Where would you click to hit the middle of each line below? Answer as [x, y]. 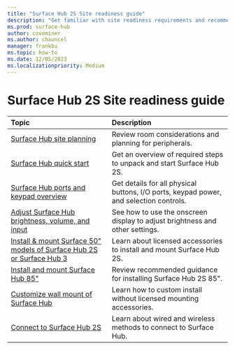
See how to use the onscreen [159, 212]
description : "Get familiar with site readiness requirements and [106, 20]
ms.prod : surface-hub [39, 27]
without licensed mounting [155, 298]
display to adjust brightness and [164, 221]
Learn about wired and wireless [163, 319]
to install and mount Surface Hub [166, 249]
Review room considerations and [165, 134]
